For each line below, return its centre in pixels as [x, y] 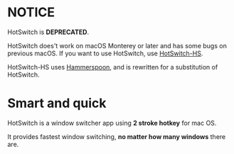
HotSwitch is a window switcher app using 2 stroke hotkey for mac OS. [112, 123]
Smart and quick [57, 103]
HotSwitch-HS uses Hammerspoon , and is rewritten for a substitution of [113, 67]
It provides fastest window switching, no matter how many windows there [117, 136]
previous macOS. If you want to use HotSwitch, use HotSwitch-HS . [105, 53]
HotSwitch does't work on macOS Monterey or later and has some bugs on [117, 45]
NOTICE [31, 12]
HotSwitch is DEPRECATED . [48, 32]
